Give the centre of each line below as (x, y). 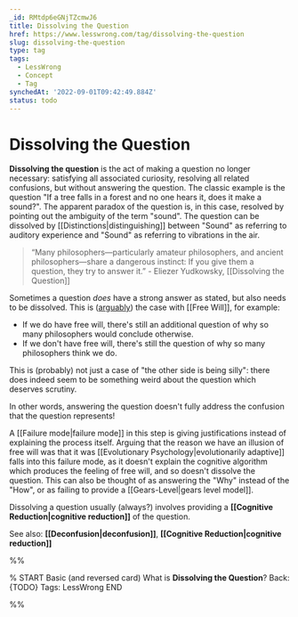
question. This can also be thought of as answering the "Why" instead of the (149, 481)
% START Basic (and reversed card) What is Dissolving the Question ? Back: (149, 578)
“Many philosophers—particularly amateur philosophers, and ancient (157, 252)
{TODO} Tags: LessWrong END (66, 588)
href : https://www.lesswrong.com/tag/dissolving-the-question (127, 34)
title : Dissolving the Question (69, 26)
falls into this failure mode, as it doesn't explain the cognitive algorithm (139, 462)
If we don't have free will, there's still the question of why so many (143, 344)
